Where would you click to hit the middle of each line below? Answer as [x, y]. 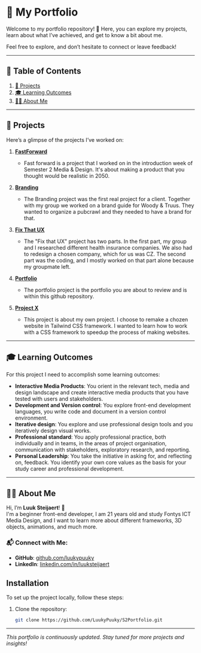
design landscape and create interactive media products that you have [102, 393]
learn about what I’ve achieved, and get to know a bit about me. [85, 35]
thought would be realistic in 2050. [67, 175]
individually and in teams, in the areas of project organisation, [91, 444]
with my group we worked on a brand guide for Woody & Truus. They [109, 205]
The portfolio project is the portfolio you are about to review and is [105, 290]
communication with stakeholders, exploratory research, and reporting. [103, 450]
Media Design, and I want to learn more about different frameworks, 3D [94, 521]
